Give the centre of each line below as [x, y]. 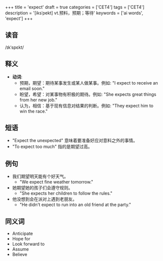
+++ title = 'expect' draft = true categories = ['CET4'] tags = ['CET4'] [75, 7]
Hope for [21, 239]
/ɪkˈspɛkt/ [14, 47]
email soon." [32, 88]
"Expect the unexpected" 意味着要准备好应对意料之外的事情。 [75, 141]
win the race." [34, 111]
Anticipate [23, 233]
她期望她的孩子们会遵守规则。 [42, 188]
